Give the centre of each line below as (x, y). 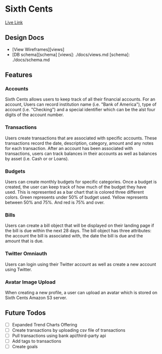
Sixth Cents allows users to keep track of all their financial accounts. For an (80, 99)
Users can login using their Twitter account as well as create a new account (81, 264)
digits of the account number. (34, 115)
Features (19, 75)
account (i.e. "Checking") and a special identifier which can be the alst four (80, 110)
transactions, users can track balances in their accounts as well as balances (81, 153)
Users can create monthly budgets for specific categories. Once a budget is (81, 182)
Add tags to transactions (37, 341)
